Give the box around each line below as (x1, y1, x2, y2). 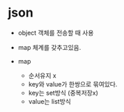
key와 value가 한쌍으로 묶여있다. (28, 80, 118, 88)
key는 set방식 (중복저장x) (28, 88, 98, 97)
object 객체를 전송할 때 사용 (17, 28, 94, 37)
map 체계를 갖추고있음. (17, 43, 82, 51)
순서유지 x (28, 71, 56, 80)
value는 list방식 (28, 97, 72, 105)
